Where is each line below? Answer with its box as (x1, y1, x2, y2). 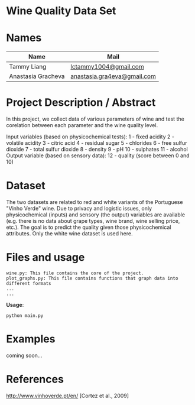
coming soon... (6, 352, 43, 359)
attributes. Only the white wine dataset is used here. (6, 230, 133, 237)
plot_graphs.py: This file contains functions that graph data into (6, 275, 178, 281)
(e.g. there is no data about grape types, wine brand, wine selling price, (6, 218, 180, 224)
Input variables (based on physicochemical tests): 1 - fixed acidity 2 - (6, 133, 174, 140)
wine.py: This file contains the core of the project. (6, 270, 144, 276)
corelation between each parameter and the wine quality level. (6, 122, 158, 129)
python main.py (6, 312, 44, 319)
